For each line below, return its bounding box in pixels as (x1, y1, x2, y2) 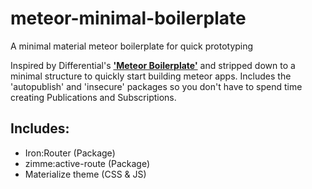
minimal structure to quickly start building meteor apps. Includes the (10, 70, 292, 82)
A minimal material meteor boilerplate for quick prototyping (10, 40, 254, 52)
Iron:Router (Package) (24, 147, 116, 159)
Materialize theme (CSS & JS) (24, 168, 147, 180)
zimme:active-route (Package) (24, 157, 151, 169)
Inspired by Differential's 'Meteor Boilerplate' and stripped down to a (10, 59, 296, 71)
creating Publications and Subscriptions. (10, 91, 177, 103)
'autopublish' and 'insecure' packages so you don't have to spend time (10, 80, 303, 92)
